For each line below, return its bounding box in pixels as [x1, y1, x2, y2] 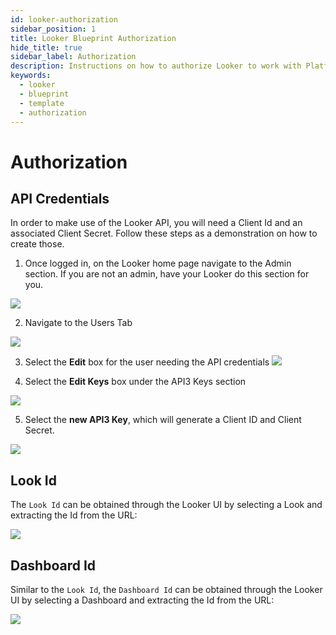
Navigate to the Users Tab [24, 317, 133, 329]
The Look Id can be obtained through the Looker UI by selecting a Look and [10, 499, 323, 511]
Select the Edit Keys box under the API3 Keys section [24, 376, 247, 388]
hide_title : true [10, 42, 83, 53]
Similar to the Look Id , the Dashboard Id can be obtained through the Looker [10, 584, 323, 595]
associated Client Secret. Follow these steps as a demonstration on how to [10, 227, 318, 240]
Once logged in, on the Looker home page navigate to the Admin [24, 257, 292, 270]
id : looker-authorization [10, 14, 118, 25]
